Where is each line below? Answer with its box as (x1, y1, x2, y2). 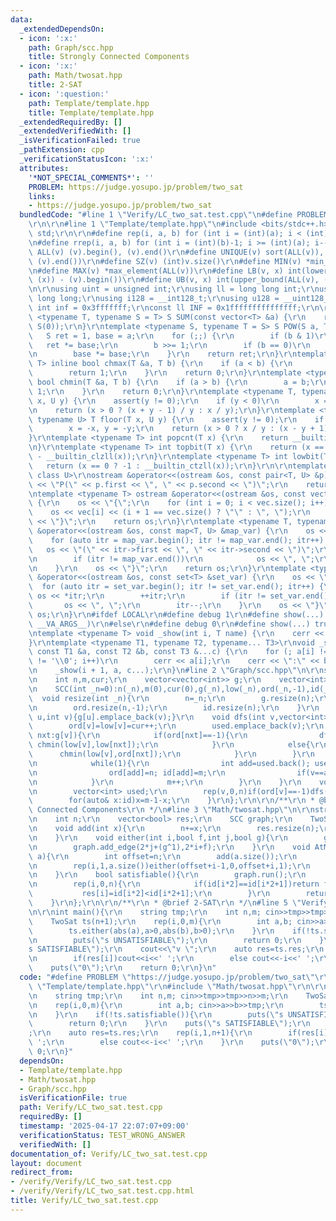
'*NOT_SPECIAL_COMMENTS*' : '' (28, 172, 155, 183)
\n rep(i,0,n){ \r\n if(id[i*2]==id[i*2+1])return (28, 879, 320, 890)
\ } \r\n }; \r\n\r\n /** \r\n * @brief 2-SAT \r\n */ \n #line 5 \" (28, 898, 302, 908)
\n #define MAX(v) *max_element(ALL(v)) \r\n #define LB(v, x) (28, 266, 284, 276)
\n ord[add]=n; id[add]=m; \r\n (28, 767, 226, 778)
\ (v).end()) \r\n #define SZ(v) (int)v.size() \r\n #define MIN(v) (28, 256, 302, 266)
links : (28, 191, 56, 201)
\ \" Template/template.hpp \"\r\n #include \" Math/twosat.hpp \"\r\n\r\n (28, 981, 329, 991)
